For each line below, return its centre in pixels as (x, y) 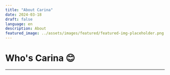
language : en (19, 24)
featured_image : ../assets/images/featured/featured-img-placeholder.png (85, 33)
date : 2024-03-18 (24, 15)
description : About (26, 29)
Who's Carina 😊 (40, 58)
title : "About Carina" (29, 10)
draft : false (19, 19)
